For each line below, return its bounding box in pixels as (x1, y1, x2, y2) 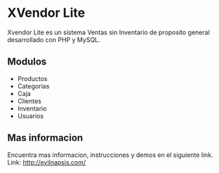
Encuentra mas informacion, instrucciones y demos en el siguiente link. (7, 151, 213, 159)
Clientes (17, 97, 42, 105)
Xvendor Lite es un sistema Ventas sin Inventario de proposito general (7, 28, 211, 36)
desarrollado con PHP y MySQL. (7, 35, 100, 43)
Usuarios (17, 111, 44, 120)
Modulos (7, 56, 47, 68)
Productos (17, 74, 48, 83)
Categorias (17, 82, 50, 90)
